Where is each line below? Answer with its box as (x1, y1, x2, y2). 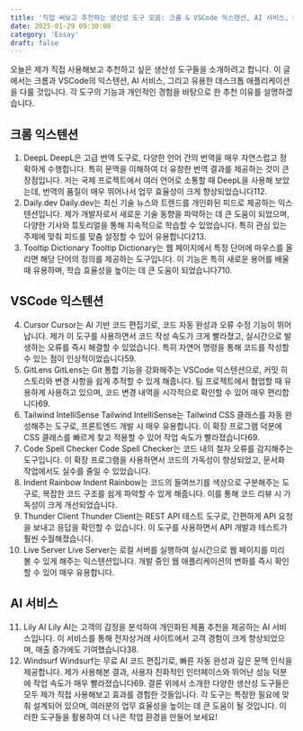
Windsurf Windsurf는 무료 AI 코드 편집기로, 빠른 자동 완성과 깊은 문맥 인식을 (22, 654, 293, 666)
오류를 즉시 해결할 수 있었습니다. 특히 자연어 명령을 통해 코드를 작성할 (47, 341, 290, 352)
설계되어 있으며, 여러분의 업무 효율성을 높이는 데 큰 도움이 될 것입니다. (32, 699, 278, 711)
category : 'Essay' (10, 30, 79, 39)
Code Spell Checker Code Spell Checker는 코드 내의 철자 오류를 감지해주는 (22, 443, 294, 454)
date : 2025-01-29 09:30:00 (10, 22, 111, 31)
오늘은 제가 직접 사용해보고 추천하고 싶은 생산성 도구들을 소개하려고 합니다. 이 (10, 64, 281, 75)
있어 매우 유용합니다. (42, 566, 115, 577)
